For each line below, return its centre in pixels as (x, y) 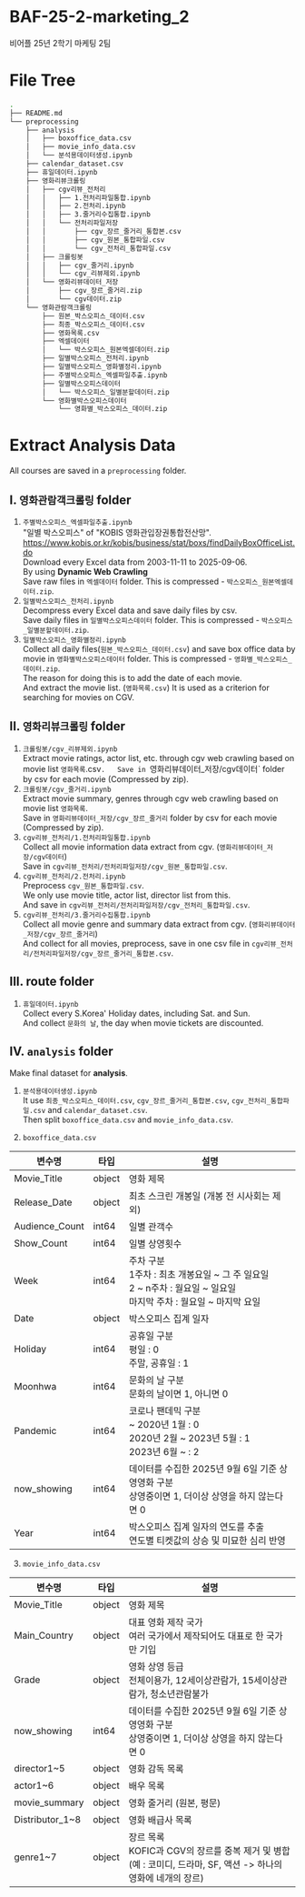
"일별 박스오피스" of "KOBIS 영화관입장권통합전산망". (117, 532)
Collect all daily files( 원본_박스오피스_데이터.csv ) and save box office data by (159, 649)
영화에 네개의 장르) (166, 1878)
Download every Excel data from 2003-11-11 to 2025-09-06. (135, 562)
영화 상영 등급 (156, 1667)
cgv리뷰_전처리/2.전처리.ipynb (74, 876)
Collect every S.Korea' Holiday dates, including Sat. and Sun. (137, 1013)
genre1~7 (35, 1857)
